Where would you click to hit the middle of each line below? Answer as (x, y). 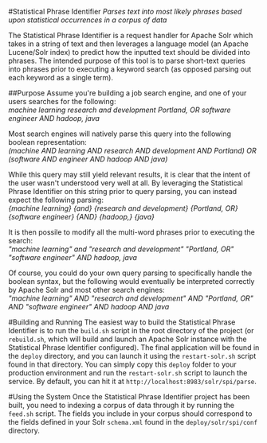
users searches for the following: (62, 101)
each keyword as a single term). (61, 78)
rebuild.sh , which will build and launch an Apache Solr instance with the (128, 339)
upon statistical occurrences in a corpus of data (88, 20)
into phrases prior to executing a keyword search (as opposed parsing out (130, 69)
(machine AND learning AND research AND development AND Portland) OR (132, 151)
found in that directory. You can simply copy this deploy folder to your (122, 364)
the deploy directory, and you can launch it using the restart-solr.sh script (132, 356)
